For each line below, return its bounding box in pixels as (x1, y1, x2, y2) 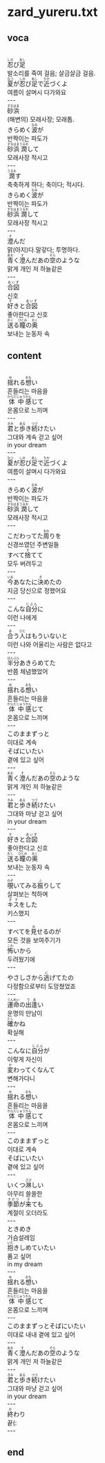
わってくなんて (13, 1065, 55, 1073)
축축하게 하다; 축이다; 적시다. (7, 180, 85, 189)
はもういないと (25, 631, 68, 640)
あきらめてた (19, 658, 56, 666)
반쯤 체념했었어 (7, 667, 48, 675)
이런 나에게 (7, 613, 37, 621)
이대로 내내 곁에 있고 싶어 (7, 1330, 76, 1338)
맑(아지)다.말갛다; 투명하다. (7, 245, 81, 254)
